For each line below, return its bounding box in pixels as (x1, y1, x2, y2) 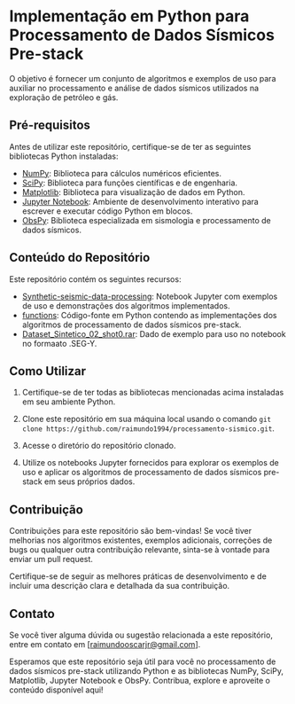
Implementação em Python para (9, 6, 250, 27)
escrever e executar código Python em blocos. (21, 206, 193, 216)
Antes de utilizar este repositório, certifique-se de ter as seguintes (9, 141, 252, 152)
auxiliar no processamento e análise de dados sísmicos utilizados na (9, 82, 260, 93)
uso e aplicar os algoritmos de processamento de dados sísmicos (21, 467, 262, 478)
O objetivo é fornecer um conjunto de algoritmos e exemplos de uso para (9, 73, 276, 83)
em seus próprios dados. (43, 476, 136, 487)
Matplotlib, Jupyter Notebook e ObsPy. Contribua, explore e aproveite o (9, 676, 270, 685)
